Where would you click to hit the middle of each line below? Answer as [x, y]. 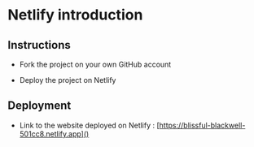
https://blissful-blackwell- [202, 125]
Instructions [39, 45]
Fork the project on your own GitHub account [95, 64]
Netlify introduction [75, 15]
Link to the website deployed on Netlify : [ [89, 125]
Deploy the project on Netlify [68, 80]
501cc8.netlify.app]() [54, 134]
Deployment [39, 106]
